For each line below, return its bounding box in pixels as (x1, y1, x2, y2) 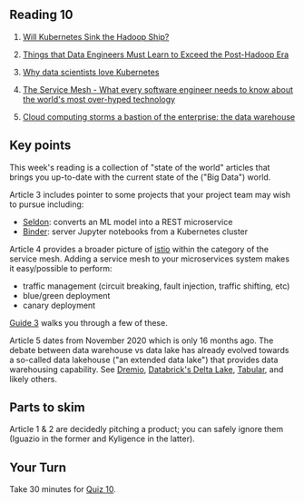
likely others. (9, 373, 57, 384)
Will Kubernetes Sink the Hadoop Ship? (22, 31, 170, 42)
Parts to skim (9, 399, 85, 416)
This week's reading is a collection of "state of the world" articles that (9, 162, 270, 173)
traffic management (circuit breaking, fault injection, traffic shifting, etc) (22, 281, 290, 291)
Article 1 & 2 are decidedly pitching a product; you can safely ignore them (9, 424, 284, 435)
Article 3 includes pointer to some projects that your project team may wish (9, 189, 291, 200)
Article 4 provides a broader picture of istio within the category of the (9, 243, 270, 254)
